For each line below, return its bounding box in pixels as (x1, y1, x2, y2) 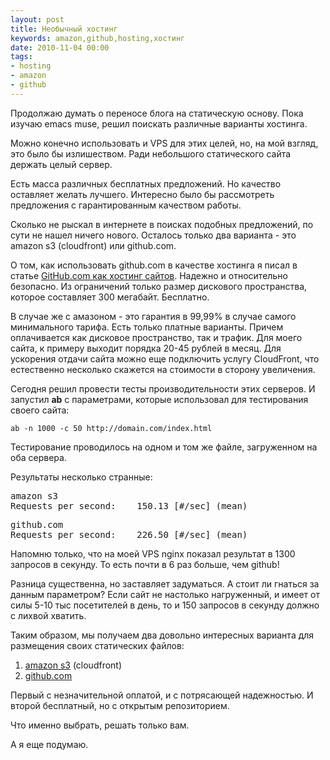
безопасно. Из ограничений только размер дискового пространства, (10, 280, 308, 292)
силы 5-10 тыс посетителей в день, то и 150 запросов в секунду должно (10, 599, 320, 611)
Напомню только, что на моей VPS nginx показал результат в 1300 (10, 547, 296, 560)
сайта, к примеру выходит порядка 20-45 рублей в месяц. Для (10, 342, 282, 354)
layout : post (10, 14, 65, 25)
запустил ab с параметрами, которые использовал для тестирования (10, 393, 309, 405)
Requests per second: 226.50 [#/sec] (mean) (10, 529, 248, 540)
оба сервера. (10, 451, 67, 463)
